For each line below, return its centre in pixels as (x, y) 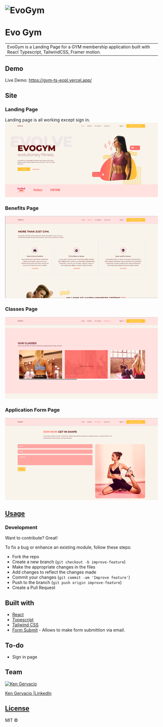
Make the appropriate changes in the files (54, 567)
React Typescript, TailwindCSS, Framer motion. (54, 52)
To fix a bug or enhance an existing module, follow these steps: (68, 547)
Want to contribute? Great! (32, 538)
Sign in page (24, 657)
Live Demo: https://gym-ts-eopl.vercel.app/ (49, 80)
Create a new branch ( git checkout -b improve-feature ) (69, 562)
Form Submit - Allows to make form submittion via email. (68, 630)
